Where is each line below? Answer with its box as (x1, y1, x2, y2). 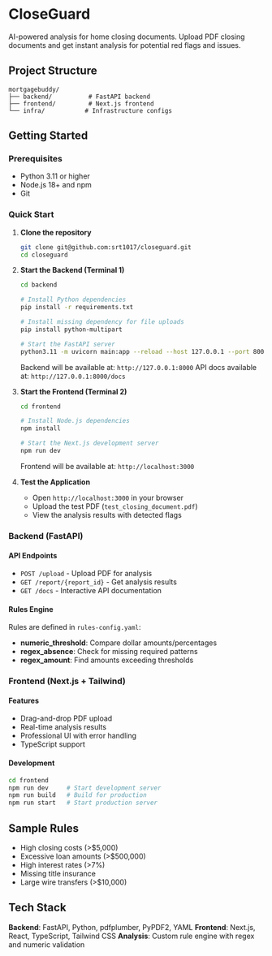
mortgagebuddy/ (8, 85, 60, 93)
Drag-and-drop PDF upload (19, 713, 113, 723)
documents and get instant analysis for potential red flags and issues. (8, 40, 241, 50)
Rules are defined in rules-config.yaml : (8, 622, 141, 632)
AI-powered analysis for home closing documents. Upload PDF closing (8, 32, 245, 41)
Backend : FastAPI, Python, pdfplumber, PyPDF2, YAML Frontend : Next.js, (8, 922, 256, 932)
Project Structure (8, 64, 97, 78)
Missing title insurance (19, 868, 96, 878)
